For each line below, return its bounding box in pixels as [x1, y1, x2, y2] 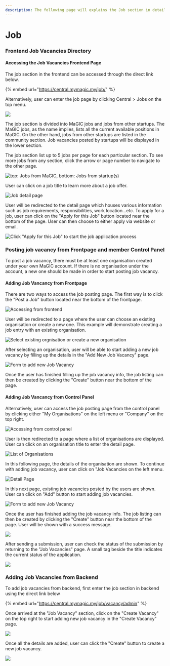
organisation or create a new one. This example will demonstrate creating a [5, 322, 162, 328]
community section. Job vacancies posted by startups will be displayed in [5, 137, 159, 143]
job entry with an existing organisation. [5, 327, 86, 333]
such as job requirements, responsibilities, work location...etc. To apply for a [5, 207, 164, 213]
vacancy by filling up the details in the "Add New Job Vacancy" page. [5, 352, 150, 358]
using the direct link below [5, 591, 60, 597]
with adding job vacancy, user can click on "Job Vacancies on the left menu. [5, 466, 164, 472]
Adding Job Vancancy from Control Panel [5, 394, 95, 400]
